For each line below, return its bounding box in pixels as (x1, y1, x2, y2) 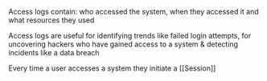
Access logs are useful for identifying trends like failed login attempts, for (8, 31, 252, 40)
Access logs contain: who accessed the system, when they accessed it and (8, 7, 259, 16)
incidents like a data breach (8, 48, 100, 57)
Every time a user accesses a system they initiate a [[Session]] (8, 63, 216, 73)
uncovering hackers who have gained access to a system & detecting (8, 39, 239, 49)
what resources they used (8, 15, 95, 25)
